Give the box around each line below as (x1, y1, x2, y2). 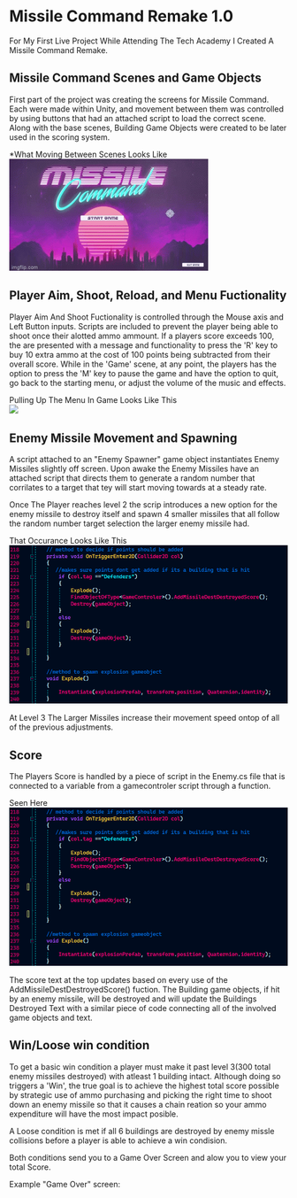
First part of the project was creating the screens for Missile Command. (9, 94, 270, 104)
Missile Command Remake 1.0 (9, 6, 234, 27)
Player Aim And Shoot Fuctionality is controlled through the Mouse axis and (9, 312, 285, 322)
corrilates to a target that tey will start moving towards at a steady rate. (9, 483, 267, 493)
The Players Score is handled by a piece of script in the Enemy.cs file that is (9, 770, 286, 781)
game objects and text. (9, 1012, 93, 1023)
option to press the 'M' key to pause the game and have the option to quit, (9, 367, 279, 378)
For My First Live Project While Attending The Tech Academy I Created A (9, 35, 274, 46)
